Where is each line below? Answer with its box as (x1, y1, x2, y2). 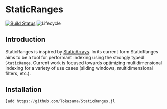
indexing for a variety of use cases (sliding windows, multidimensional (5, 65, 153, 71)
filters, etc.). (5, 70, 31, 76)
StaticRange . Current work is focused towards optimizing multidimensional (5, 60, 162, 66)
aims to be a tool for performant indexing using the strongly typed (5, 54, 144, 60)
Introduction (5, 35, 46, 44)
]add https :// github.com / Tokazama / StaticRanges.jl (5, 98, 115, 104)
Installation (5, 85, 42, 94)
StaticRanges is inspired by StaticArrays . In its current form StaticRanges (5, 48, 158, 54)
